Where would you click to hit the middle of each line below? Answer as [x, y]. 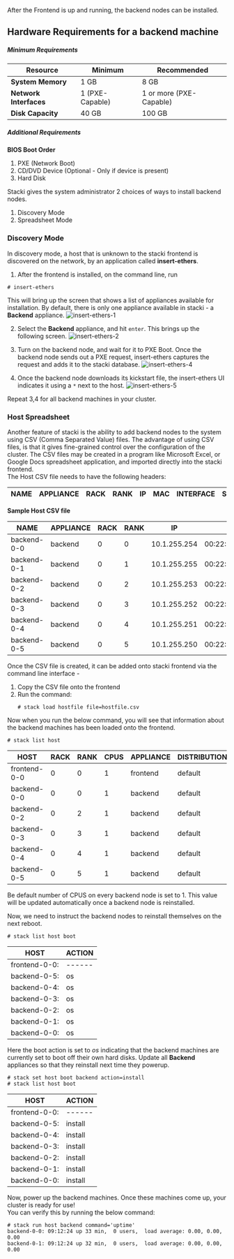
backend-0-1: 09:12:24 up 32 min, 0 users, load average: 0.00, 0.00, [115, 1243]
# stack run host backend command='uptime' [71, 1225]
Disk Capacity [34, 113]
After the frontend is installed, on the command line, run [97, 274]
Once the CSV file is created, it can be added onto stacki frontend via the [112, 665]
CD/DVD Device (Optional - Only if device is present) [93, 171]
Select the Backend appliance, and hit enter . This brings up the [108, 328]
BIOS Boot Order [31, 150]
